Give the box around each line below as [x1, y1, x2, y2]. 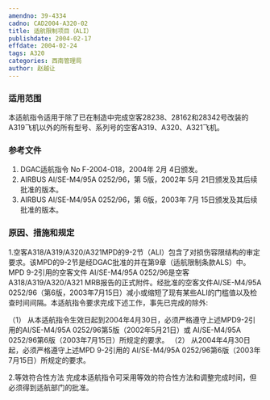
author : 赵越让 [8, 65, 56, 73]
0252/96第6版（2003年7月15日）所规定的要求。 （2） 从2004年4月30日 [8, 335, 251, 344]
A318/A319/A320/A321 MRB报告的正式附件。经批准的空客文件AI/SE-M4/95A [8, 277, 262, 287]
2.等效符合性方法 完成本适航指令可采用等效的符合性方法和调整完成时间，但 [8, 373, 257, 382]
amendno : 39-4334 [8, 11, 67, 20]
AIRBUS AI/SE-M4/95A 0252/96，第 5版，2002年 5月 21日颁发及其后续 [19, 175, 258, 184]
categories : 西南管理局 [8, 57, 82, 65]
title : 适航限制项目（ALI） [8, 27, 93, 35]
